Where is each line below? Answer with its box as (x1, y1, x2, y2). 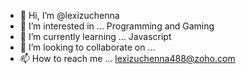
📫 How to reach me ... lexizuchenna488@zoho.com (19, 53, 236, 64)
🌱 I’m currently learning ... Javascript (19, 31, 172, 42)
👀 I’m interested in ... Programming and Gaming (19, 20, 215, 32)
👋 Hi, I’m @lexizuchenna (19, 10, 120, 21)
